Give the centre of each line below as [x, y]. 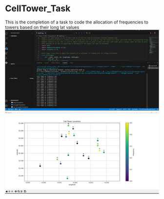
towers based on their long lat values [42, 27]
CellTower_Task [38, 9]
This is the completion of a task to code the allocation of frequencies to [77, 22]
